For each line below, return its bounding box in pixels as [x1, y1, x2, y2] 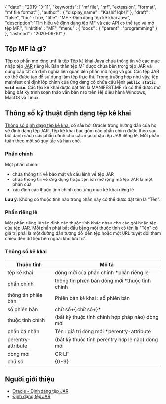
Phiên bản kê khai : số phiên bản [55, 294, 130, 301]
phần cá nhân [7, 328, 40, 335]
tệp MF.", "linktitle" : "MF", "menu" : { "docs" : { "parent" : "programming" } [5, 25, 158, 31]
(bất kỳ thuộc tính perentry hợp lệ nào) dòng [55, 336, 158, 343]
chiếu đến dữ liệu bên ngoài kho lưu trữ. [5, 236, 86, 242]
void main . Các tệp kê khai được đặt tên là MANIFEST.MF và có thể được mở [5, 84, 161, 90]
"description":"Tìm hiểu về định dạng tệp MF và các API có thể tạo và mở [5, 20, 155, 26]
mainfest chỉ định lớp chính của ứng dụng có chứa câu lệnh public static [5, 79, 156, 85]
